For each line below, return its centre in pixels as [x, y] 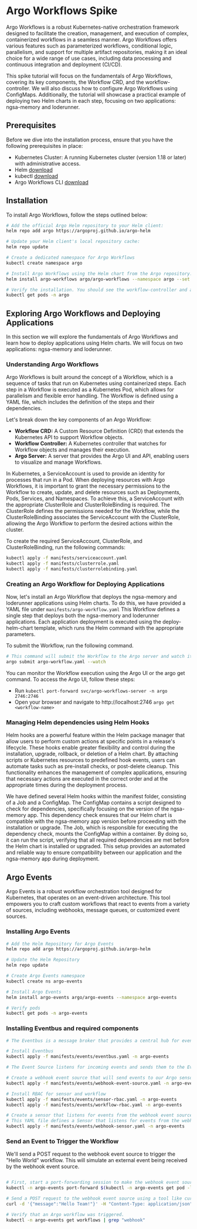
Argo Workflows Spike [62, 11]
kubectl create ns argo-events [44, 981]
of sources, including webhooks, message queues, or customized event [93, 910]
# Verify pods [23, 1008]
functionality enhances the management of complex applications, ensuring [96, 772]
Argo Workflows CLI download [52, 182]
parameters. [21, 634]
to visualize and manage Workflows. [58, 462]
